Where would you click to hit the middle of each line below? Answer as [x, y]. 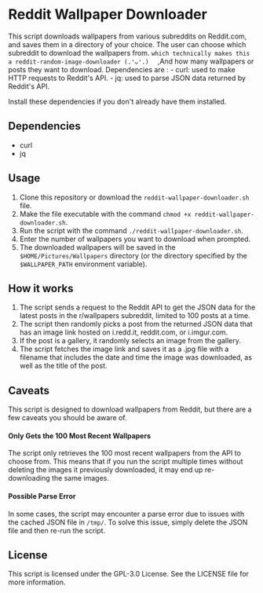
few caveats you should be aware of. [68, 418]
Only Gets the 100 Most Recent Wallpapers [80, 436]
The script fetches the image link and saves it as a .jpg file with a [124, 349]
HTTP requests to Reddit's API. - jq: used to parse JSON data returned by [127, 78]
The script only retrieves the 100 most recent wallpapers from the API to [125, 453]
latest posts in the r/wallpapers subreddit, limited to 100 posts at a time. [135, 316]
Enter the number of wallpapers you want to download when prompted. [135, 239]
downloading [29, 478]
